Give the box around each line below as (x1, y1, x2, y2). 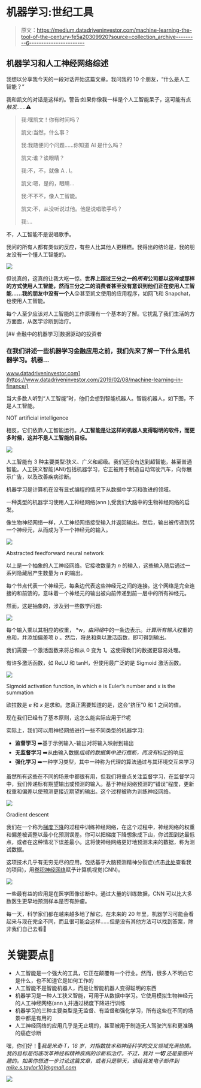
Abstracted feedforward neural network (6, 550, 104, 557)
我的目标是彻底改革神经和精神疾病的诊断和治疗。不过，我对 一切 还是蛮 (6, 1050, 182, 1057)
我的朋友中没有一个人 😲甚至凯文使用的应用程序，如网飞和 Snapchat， (22, 290, 194, 297)
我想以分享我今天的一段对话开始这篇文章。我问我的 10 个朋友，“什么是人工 (6, 76, 190, 83)
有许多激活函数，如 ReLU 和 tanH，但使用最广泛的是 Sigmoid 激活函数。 (6, 659, 184, 667)
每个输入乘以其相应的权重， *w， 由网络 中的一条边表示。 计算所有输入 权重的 (6, 626, 193, 634)
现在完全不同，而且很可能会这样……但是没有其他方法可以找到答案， (22, 918, 188, 925)
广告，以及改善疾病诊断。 (11, 473, 75, 480)
